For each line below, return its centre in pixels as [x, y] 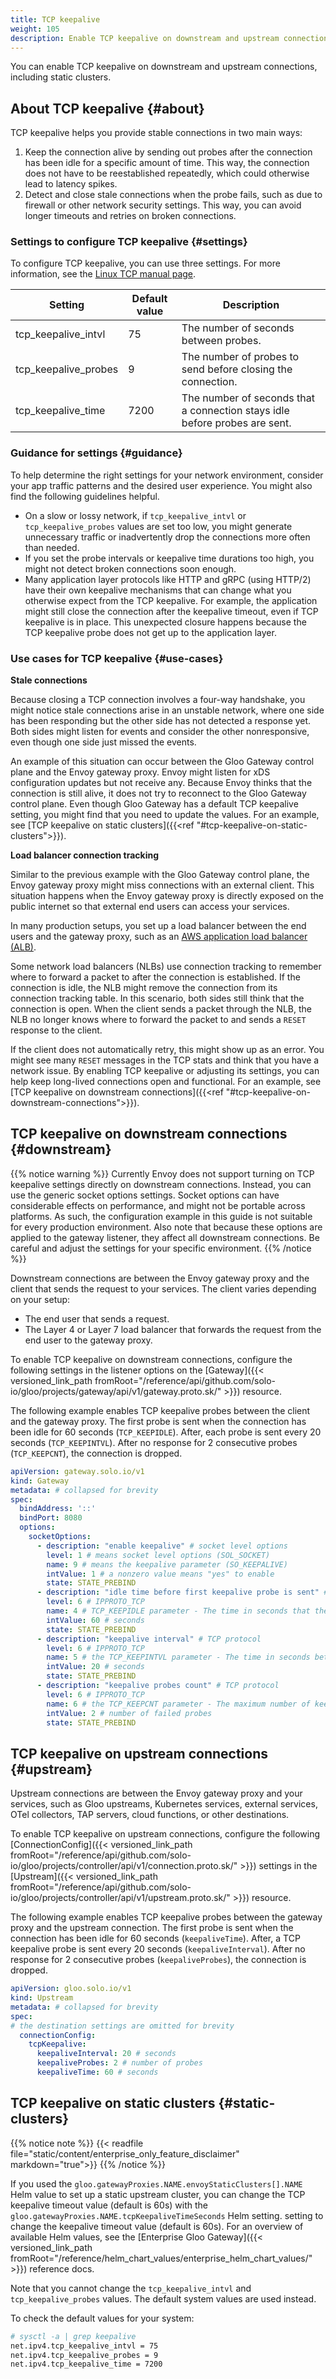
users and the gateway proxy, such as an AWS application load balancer [159, 937]
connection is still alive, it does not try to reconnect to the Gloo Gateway [158, 793]
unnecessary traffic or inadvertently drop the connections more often [167, 537]
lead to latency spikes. [71, 184]
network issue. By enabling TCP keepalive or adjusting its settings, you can [165, 1071]
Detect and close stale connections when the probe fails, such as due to [173, 195]
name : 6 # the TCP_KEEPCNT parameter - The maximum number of [178, 1704]
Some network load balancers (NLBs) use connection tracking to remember [166, 967]
